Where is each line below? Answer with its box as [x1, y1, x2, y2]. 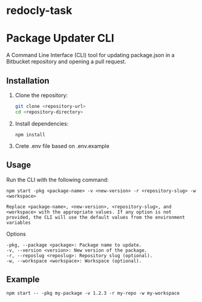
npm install [15, 132, 45, 138]
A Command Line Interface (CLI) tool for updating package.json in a [6, 52, 175, 59]
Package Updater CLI [6, 32, 115, 45]
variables [6, 220, 31, 226]
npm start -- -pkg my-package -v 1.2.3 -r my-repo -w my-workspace [6, 290, 180, 297]
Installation [6, 75, 50, 86]
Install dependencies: [15, 119, 69, 127]
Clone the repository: [15, 92, 68, 99]
